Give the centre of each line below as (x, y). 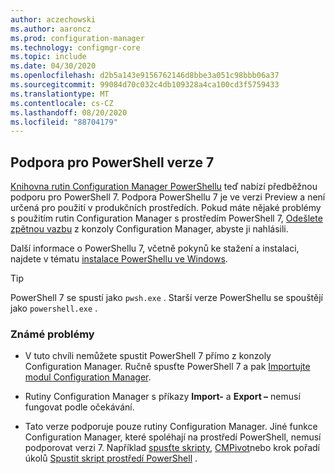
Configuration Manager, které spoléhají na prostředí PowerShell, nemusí (173, 437)
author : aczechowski (53, 19)
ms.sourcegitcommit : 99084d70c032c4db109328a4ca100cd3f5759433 (145, 85)
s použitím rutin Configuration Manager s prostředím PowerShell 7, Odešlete (166, 218)
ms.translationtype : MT (60, 94)
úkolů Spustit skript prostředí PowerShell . (111, 458)
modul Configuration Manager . (88, 377)
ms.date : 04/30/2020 (53, 66)
